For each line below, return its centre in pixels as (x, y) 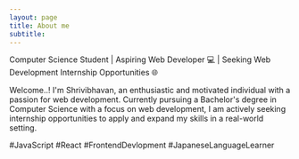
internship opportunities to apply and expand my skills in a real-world (137, 119)
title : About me (39, 26)
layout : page (33, 17)
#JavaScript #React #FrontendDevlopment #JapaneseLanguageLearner (142, 145)
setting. (23, 128)
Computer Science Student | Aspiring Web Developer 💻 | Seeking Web (140, 60)
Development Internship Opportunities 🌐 (84, 73)
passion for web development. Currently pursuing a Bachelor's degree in (143, 99)
